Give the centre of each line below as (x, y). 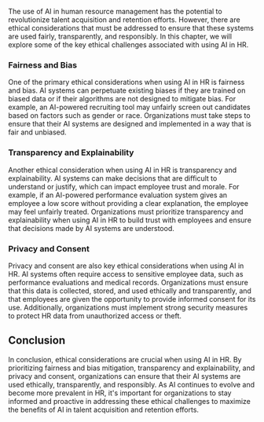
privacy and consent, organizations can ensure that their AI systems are (125, 376)
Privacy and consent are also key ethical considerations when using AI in (126, 266)
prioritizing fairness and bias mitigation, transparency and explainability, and (132, 368)
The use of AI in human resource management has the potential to (115, 11)
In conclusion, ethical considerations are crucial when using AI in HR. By (125, 359)
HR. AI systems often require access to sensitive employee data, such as (126, 273)
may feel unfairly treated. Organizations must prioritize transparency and (126, 211)
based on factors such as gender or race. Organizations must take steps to (129, 116)
